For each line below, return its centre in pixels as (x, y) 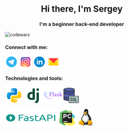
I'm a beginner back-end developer (82, 24)
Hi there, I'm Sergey (82, 9)
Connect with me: (27, 47)
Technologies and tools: (34, 78)
